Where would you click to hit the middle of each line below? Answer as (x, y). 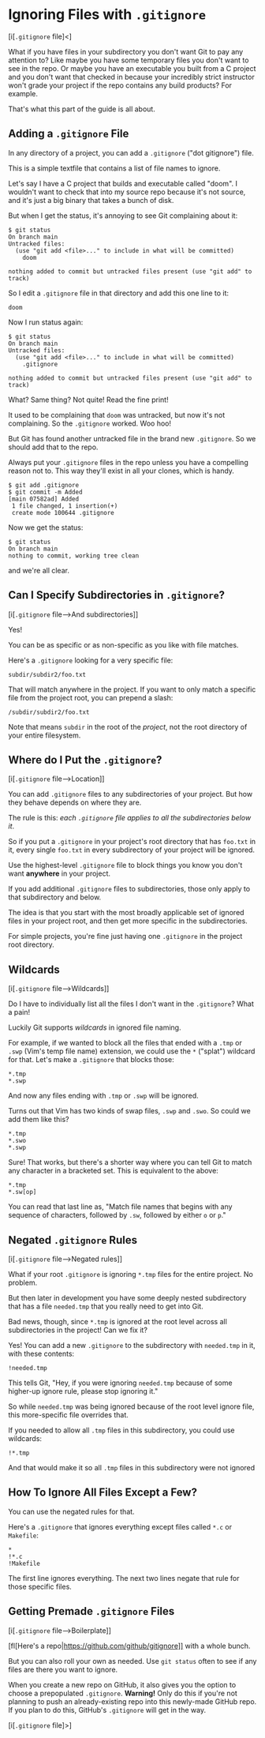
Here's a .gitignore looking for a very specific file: (91, 660)
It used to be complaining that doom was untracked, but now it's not (117, 415)
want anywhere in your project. (59, 873)
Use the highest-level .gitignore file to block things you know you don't (125, 865)
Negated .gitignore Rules (73, 1240)
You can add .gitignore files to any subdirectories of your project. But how (131, 794)
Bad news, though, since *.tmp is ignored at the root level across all (118, 1321)
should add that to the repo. (53, 447)
